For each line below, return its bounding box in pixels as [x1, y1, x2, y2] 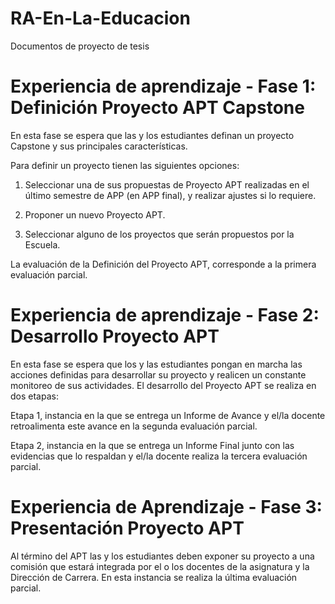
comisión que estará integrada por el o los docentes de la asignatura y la [10, 560, 310, 572]
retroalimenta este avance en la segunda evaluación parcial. [10, 420, 258, 432]
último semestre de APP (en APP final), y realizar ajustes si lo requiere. [24, 189, 317, 201]
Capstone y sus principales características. [10, 140, 188, 152]
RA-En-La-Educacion [10, 7, 191, 30]
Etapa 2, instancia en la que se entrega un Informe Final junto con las [10, 439, 295, 451]
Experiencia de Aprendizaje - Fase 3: [10, 496, 323, 518]
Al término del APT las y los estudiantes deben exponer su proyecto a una [10, 550, 315, 562]
